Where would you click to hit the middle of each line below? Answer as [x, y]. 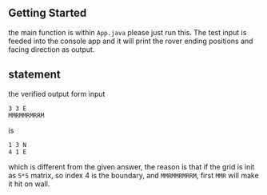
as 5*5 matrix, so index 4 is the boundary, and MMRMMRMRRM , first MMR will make [134, 175]
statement [35, 75]
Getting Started [48, 13]
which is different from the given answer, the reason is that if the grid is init [132, 166]
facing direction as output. [52, 49]
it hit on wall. [29, 184]
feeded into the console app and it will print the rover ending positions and [131, 41]
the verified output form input [57, 94]
